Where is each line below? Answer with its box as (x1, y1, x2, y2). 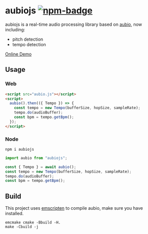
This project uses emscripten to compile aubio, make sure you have (5, 205, 143, 211)
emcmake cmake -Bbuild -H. (5, 220, 61, 225)
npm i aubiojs (5, 147, 35, 152)
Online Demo (5, 51, 32, 57)
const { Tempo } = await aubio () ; (5, 164, 77, 170)
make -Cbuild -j (5, 225, 39, 230)
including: (5, 26, 26, 32)
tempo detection (12, 41, 46, 47)
